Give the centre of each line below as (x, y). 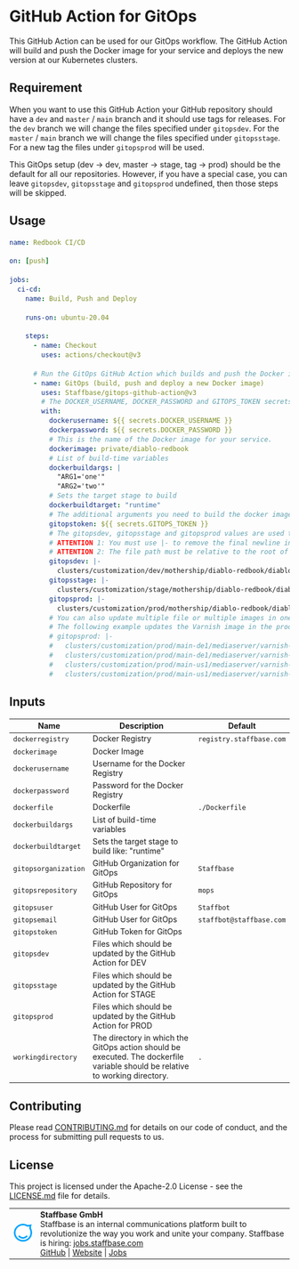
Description (142, 726)
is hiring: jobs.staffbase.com (92, 1242)
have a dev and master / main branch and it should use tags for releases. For (148, 118)
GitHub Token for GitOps (137, 931)
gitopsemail (35, 920)
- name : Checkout (65, 346)
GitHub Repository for (132, 885)
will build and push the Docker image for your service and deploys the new (146, 50)
